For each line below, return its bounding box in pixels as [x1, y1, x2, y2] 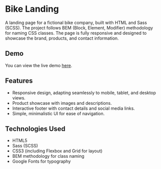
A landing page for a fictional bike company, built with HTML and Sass [5, 20, 147, 25]
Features [5, 77, 33, 85]
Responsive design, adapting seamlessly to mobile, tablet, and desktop [12, 90, 156, 96]
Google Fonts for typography [12, 158, 71, 165]
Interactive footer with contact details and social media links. [12, 105, 135, 111]
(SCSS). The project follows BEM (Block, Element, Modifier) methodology [5, 24, 153, 30]
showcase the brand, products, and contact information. [5, 35, 119, 41]
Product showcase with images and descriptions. [12, 100, 112, 106]
